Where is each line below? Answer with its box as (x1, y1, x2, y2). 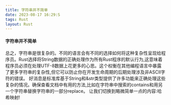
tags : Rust (5, 17, 28, 22)
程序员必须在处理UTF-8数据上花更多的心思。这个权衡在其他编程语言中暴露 (5, 63, 162, 69)
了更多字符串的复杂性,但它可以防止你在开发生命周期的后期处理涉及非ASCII (5, 69, 161, 75)
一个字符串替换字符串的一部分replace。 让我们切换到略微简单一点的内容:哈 (5, 88, 162, 94)
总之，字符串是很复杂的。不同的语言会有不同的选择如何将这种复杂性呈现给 (5, 50, 161, 56)
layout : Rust (5, 21, 33, 27)
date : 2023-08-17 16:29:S (5, 12, 60, 17)
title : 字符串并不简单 (5, 7, 48, 13)
